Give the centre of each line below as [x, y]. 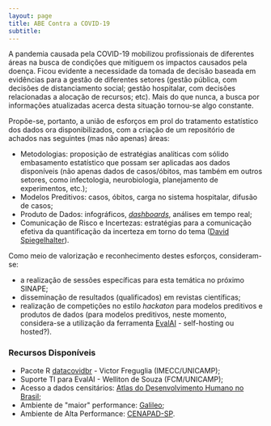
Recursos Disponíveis [52, 353]
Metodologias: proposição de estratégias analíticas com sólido [124, 154]
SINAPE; [34, 289]
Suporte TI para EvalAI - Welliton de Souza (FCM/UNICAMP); [122, 379]
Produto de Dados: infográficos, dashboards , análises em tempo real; [136, 215]
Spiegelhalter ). [44, 241]
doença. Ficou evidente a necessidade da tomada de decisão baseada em [132, 71]
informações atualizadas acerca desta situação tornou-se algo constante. [131, 105]
